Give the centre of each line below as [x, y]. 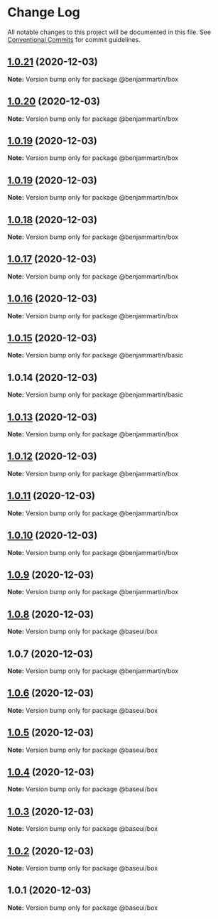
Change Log [44, 12]
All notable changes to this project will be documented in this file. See [109, 32]
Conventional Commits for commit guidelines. [74, 39]
